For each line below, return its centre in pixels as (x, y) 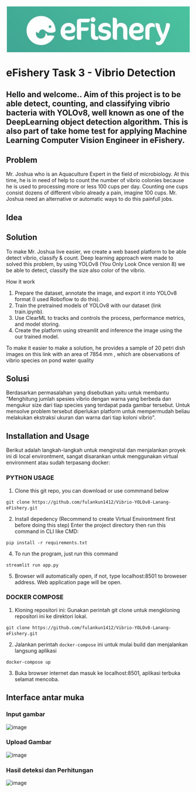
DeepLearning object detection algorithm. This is (97, 122)
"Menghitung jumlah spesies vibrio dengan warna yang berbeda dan (89, 399)
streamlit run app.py (32, 565)
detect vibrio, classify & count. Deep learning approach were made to (90, 258)
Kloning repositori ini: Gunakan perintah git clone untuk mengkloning (97, 610)
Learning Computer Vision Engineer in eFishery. (96, 140)
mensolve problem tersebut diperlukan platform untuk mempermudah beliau (98, 411)
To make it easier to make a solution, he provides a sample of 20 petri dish (96, 348)
